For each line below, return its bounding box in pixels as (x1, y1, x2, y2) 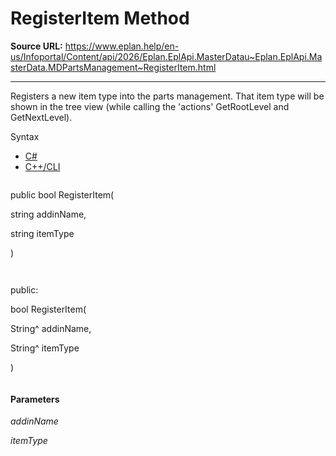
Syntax (10, 130, 40, 142)
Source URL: (10, 40, 63, 52)
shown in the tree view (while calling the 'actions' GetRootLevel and (10, 100, 290, 112)
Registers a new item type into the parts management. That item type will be (10, 90, 325, 102)
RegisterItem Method (10, 7, 190, 30)
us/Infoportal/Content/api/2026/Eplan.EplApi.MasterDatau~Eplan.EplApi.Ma (10, 50, 323, 62)
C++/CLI (24, 160, 61, 172)
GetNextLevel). (10, 111, 73, 123)
